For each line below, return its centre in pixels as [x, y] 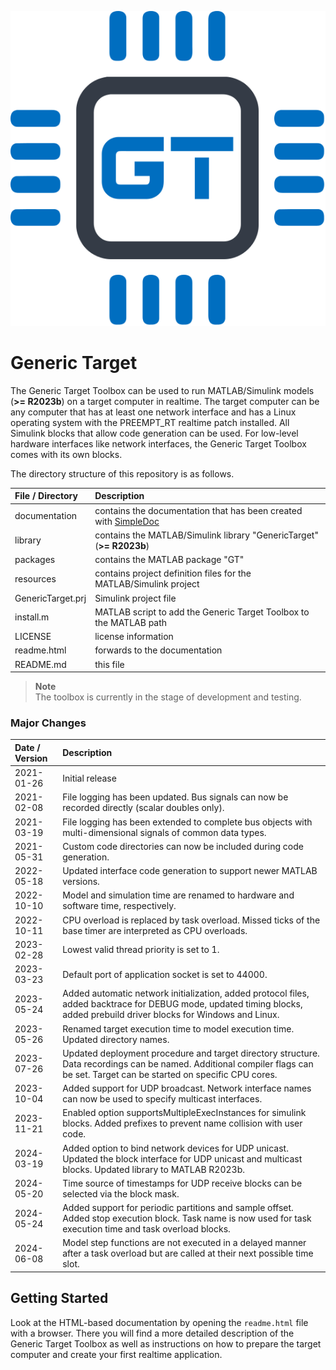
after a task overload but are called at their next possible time [188, 1253]
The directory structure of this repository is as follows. [122, 473]
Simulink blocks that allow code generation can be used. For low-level [154, 433]
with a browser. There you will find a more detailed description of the [152, 1333]
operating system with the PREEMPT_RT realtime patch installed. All [150, 422]
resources [35, 578]
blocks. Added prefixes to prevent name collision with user [182, 1123]
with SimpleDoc [127, 521]
